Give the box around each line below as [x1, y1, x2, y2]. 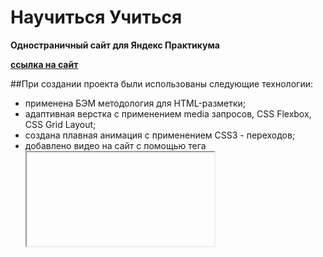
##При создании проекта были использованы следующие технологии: [10, 77, 313, 90]
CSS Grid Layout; [24, 118, 97, 130]
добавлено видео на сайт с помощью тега [24, 139, 207, 151]
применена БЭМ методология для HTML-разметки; [24, 97, 247, 109]
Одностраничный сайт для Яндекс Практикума [10, 39, 220, 51]
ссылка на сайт [10, 58, 79, 70]
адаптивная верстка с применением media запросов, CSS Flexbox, [24, 107, 312, 120]
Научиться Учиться [10, 6, 183, 29]
